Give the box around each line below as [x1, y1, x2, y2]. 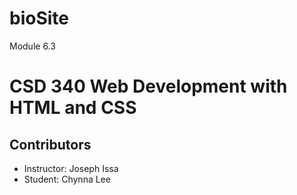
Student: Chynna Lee [23, 173, 111, 185]
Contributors [9, 136, 92, 153]
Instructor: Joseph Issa [23, 162, 119, 174]
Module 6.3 [9, 40, 56, 52]
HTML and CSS [9, 97, 137, 119]
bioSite [9, 7, 69, 30]
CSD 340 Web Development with [9, 75, 288, 98]
